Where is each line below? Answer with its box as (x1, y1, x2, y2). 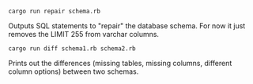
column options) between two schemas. (8, 67, 139, 76)
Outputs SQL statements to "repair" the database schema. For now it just (8, 21, 246, 31)
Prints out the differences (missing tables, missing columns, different (8, 59, 232, 68)
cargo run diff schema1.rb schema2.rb (8, 45, 136, 53)
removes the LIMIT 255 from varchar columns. (8, 30, 160, 38)
